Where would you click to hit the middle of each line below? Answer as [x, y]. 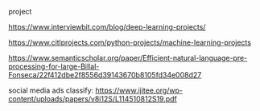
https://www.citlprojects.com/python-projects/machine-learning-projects [130, 42]
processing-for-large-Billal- [54, 66]
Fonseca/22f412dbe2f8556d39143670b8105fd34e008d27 [105, 75]
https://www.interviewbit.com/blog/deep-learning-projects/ [107, 27]
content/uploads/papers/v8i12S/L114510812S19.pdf [93, 99]
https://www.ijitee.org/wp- [139, 90]
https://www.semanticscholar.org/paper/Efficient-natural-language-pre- [128, 58]
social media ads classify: [51, 90]
